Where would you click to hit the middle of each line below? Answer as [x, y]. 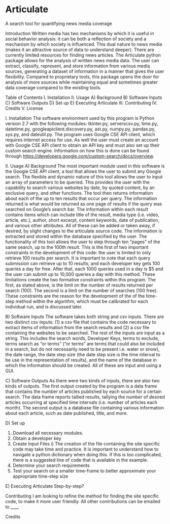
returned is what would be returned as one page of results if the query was [84, 204]
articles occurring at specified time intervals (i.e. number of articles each [81, 402]
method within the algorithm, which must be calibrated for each [82, 301]
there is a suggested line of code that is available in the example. [80, 460]
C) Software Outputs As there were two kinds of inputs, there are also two [82, 380]
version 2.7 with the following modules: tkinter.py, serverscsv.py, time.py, [82, 123]
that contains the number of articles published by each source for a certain [84, 391]
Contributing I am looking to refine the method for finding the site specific [82, 496]
